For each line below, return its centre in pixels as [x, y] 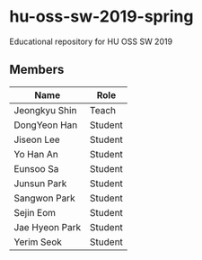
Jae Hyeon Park [48, 227]
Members [37, 70]
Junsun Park [40, 184]
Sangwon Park [44, 198]
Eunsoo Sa [36, 168]
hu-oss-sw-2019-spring [101, 17]
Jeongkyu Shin [45, 110]
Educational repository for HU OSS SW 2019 [91, 41]
